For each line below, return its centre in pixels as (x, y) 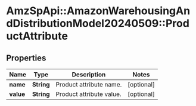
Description (89, 74)
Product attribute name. (89, 84)
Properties (26, 58)
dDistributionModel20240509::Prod (98, 23)
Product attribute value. (88, 94)
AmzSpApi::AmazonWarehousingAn (98, 11)
